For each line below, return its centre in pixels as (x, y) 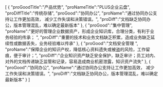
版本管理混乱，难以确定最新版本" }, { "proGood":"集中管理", (73, 25)
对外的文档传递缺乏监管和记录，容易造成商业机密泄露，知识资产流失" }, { (78, 61)
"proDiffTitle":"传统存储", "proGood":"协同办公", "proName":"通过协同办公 (79, 13)
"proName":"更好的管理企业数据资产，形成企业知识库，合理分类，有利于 (78, 31)
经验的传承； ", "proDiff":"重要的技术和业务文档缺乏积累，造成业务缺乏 (80, 37)
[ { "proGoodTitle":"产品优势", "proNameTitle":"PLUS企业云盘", (68, 7)
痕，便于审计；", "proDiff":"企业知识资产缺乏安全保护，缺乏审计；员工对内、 (81, 55)
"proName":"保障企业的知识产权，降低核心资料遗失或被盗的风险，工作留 (78, 49)
